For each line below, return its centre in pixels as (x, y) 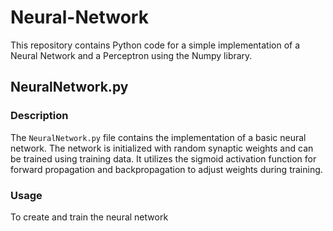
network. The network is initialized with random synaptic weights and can (162, 148)
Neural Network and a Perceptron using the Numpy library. (131, 55)
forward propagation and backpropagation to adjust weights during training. (166, 169)
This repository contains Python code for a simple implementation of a (155, 45)
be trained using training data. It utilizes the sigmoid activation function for (163, 158)
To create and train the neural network (89, 217)
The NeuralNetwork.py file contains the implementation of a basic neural (158, 137)
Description (39, 116)
